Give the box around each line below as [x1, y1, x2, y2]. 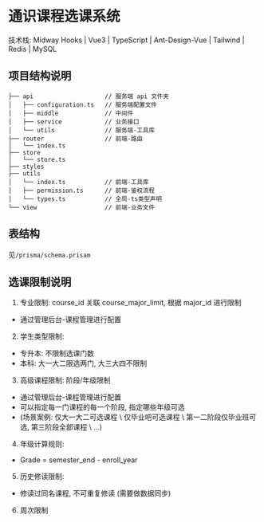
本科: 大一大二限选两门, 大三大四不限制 [19, 359, 148, 368]
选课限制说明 [8, 275, 72, 288]
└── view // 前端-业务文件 [8, 203, 156, 211]
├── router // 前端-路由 [8, 135, 144, 143]
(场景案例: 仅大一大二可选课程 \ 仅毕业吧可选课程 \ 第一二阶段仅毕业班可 [19, 412, 257, 422]
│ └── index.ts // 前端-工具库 [8, 178, 149, 186]
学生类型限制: [19, 332, 65, 341]
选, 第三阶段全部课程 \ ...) [19, 422, 102, 432]
